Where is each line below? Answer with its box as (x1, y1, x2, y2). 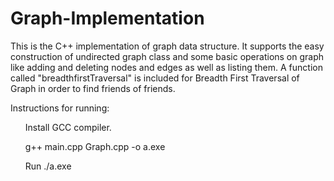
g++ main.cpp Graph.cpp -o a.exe (24, 140, 166, 152)
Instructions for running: (10, 102, 110, 114)
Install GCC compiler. (24, 121, 112, 133)
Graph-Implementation (10, 7, 205, 30)
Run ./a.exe (24, 160, 72, 172)
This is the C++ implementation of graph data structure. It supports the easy (10, 40, 325, 52)
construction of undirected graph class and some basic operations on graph (10, 50, 325, 62)
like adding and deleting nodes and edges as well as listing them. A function (10, 61, 323, 73)
